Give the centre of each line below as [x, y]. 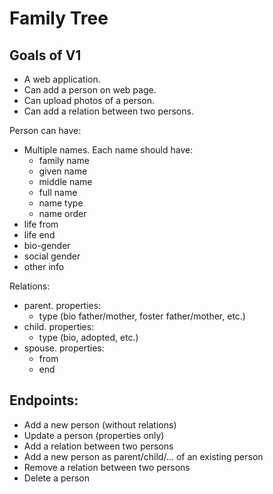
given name [63, 171]
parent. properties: [62, 305]
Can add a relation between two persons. [108, 111]
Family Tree [59, 18]
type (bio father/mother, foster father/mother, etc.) [142, 316]
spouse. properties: [64, 348]
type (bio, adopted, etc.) [88, 337]
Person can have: [45, 130]
